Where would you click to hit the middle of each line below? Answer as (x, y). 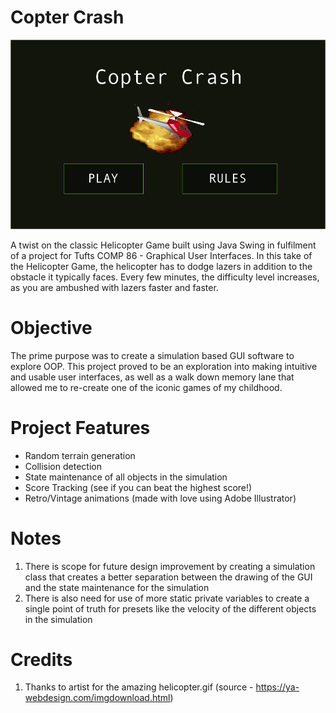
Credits (41, 659)
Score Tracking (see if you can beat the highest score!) (138, 487)
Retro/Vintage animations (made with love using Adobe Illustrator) (160, 498)
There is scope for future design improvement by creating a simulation (170, 566)
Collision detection (63, 466)
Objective (51, 327)
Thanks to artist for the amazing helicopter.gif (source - (139, 687)
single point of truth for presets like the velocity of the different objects (170, 608)
